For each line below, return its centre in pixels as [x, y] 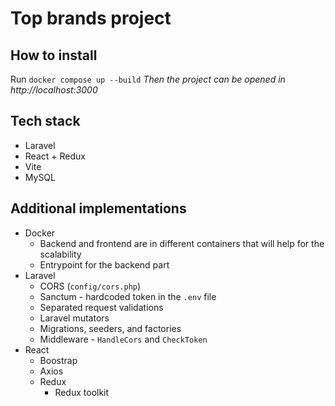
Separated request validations [101, 307]
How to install [54, 55]
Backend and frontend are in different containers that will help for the [182, 243]
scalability [60, 254]
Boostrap [58, 360]
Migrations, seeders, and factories [110, 328]
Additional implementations [98, 208]
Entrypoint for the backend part [104, 264]
